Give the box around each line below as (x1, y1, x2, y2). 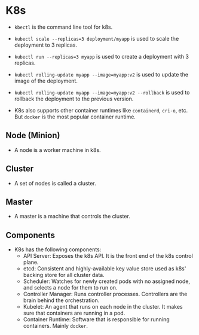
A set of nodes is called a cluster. (14, 179, 96, 187)
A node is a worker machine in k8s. (14, 146, 101, 153)
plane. (23, 258, 39, 266)
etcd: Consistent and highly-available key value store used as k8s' (23, 265, 186, 272)
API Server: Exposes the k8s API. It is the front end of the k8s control (23, 252, 194, 260)
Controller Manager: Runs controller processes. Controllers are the (23, 291, 188, 298)
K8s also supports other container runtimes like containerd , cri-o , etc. (14, 106, 188, 114)
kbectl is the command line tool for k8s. (14, 23, 113, 31)
